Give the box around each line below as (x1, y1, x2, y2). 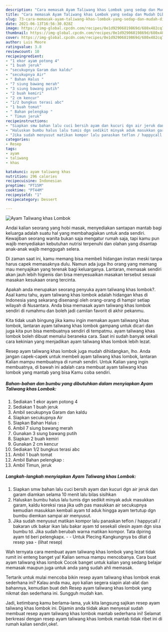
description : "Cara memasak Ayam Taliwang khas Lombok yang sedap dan (5, 7, 156, 12)
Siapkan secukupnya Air (12, 414, 63, 420)
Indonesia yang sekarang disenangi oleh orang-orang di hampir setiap (5, 297, 150, 303)
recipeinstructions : (5, 118, 49, 124)
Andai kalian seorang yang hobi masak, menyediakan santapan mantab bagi (5, 225, 162, 231)
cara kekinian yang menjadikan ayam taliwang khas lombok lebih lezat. (5, 338, 151, 344)
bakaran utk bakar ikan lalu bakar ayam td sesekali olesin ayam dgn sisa (12, 523, 162, 529)
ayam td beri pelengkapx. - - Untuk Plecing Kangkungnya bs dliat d (12, 534, 151, 540)
